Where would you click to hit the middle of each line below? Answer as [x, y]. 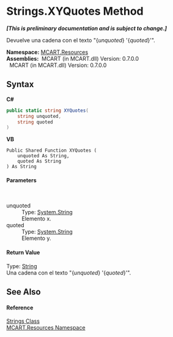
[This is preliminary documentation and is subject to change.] [86, 28]
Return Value [23, 252]
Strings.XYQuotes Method [75, 11]
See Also [24, 292]
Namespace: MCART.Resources [47, 52]
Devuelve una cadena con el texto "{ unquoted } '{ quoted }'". [81, 40]
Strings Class [23, 321]
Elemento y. [36, 238]
